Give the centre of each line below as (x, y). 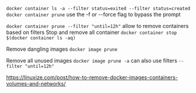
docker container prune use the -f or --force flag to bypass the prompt (94, 14)
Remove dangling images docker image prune (62, 49)
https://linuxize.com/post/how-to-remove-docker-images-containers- (92, 77)
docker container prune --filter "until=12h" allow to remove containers (97, 26)
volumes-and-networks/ (36, 84)
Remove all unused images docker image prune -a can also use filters (92, 61)
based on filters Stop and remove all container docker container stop (91, 32)
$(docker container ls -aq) (41, 38)
